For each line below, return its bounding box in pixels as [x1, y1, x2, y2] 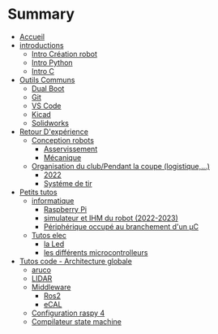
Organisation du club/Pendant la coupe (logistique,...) [31, 161, 210, 171]
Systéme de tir [43, 178, 92, 188]
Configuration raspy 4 [31, 308, 105, 318]
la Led [43, 239, 65, 249]
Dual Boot [31, 83, 65, 93]
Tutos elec [31, 230, 66, 240]
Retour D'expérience [19, 127, 88, 137]
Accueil [19, 32, 45, 41]
